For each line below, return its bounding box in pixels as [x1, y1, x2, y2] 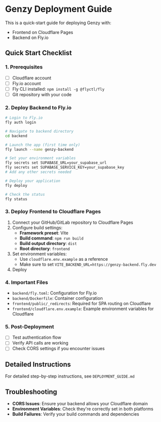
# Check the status [5, 192, 45, 197]
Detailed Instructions [5, 360, 71, 368]
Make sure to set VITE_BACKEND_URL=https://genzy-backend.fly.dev [19, 261, 157, 267]
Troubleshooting [5, 387, 58, 396]
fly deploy [5, 183, 28, 188]
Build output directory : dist [19, 240, 77, 246]
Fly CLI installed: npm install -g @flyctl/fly [12, 86, 105, 92]
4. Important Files [5, 279, 48, 285]
